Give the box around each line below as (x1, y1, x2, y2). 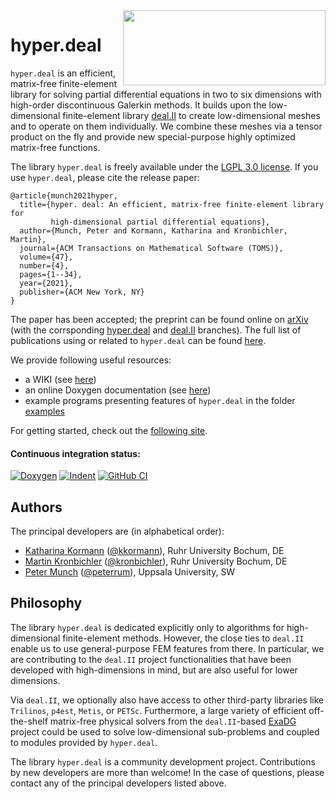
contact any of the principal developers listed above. (10, 777, 227, 789)
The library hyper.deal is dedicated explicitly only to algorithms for (10, 621, 285, 633)
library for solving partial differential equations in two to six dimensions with (10, 88, 322, 100)
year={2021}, (19, 278, 74, 288)
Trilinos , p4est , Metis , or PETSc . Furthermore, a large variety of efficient (10, 704, 307, 716)
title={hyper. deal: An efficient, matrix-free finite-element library (19, 199, 325, 209)
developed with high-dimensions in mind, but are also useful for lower (10, 664, 298, 676)
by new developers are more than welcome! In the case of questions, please (10, 766, 325, 778)
